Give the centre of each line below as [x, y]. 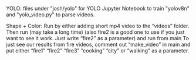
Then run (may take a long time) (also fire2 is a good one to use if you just [95, 32]
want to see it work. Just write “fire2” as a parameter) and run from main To [98, 38]
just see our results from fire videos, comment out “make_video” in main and [98, 44]
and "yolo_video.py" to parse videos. [50, 15]
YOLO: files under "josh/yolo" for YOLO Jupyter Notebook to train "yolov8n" [98, 8]
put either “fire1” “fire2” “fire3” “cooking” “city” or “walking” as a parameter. [98, 51]
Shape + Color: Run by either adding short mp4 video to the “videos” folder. [98, 26]
